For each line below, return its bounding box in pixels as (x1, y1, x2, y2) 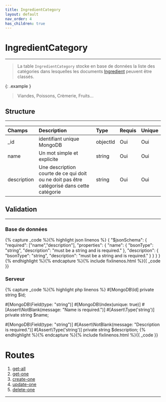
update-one (12, 381, 37, 388)
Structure (5, 107, 36, 116)
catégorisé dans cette (39, 182, 90, 189)
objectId (96, 139, 115, 145)
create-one (12, 376, 36, 382)
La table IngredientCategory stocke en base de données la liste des (17, 63, 155, 69)
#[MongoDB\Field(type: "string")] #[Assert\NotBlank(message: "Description (5, 322, 160, 327)
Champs (7, 127, 28, 134)
